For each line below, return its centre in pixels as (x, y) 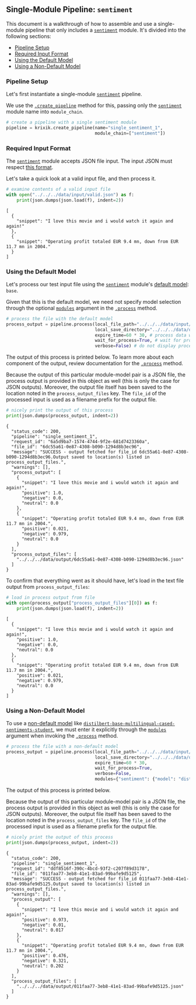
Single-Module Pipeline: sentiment (69, 10)
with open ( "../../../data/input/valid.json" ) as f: (70, 195)
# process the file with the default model (60, 318)
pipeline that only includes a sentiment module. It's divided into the (106, 30)
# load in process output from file (50, 597)
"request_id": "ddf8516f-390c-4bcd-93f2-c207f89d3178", (80, 869)
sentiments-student (30, 730)
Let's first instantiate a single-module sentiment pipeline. (74, 94)
